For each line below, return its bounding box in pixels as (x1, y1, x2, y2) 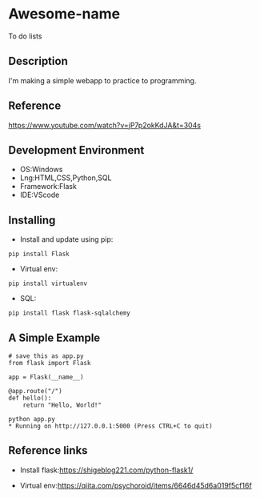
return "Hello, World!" (22, 401, 102, 409)
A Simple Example (8, 331, 101, 344)
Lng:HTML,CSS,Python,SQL (19, 173, 112, 183)
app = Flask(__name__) (8, 373, 84, 381)
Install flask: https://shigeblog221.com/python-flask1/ (19, 465, 194, 475)
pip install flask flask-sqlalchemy (8, 309, 130, 317)
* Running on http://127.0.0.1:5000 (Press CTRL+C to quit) (8, 422, 214, 430)
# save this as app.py (8, 352, 84, 360)
